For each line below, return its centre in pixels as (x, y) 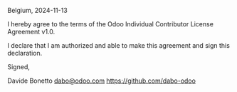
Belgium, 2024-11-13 (37, 10)
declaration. (25, 53)
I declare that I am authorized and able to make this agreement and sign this (118, 45)
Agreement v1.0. (31, 32)
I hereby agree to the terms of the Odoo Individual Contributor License (110, 24)
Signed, (19, 67)
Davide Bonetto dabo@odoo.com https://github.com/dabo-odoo (101, 81)
